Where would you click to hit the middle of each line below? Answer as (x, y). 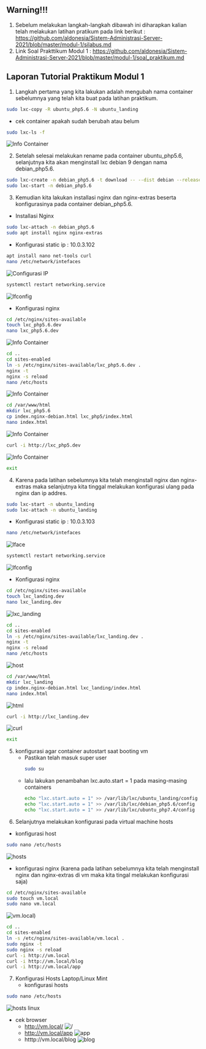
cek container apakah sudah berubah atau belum (77, 121)
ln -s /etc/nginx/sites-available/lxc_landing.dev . (75, 636)
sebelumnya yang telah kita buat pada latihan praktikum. (86, 98)
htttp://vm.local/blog (50, 1040)
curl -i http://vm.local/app (44, 967)
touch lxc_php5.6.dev (34, 325)
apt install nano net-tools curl (49, 256)
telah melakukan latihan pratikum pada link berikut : (80, 31)
